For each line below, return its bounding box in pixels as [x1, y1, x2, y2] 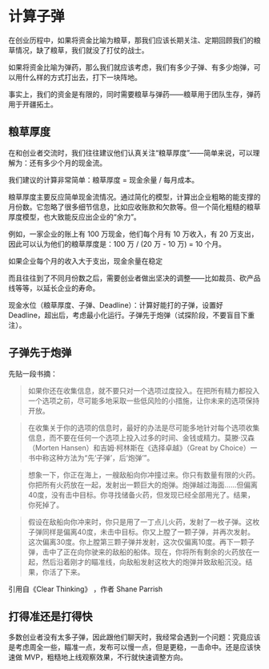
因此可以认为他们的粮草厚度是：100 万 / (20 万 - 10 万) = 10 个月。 [8, 239, 227, 248]
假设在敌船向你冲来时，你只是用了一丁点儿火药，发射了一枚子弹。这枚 [27, 517, 260, 526]
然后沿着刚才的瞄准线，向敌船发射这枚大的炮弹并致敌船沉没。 [42, 557, 246, 566]
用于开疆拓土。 [8, 99, 58, 109]
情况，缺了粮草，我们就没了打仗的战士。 [14, 45, 149, 54]
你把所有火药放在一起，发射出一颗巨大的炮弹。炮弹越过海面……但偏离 [27, 480, 258, 490]
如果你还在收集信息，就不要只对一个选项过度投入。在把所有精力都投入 [27, 385, 260, 395]
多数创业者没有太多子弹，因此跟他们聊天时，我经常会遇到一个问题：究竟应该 [8, 632, 261, 642]
